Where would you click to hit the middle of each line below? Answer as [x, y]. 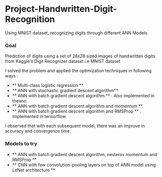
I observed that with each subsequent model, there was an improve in [75, 126]
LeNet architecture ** [34, 170]
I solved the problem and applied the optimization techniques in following [78, 71]
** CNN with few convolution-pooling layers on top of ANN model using [84, 165]
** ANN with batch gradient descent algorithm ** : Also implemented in [83, 96]
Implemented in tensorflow [39, 117]
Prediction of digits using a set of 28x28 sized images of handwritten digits [80, 56]
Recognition [30, 19]
